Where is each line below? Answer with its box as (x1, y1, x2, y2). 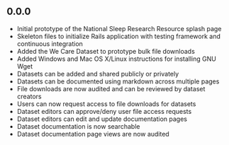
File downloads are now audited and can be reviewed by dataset (16, 84, 206, 93)
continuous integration (16, 39, 83, 48)
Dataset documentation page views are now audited (16, 129, 169, 138)
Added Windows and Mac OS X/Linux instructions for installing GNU (16, 54, 217, 63)
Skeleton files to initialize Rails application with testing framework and (16, 32, 221, 40)
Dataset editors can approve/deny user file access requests (16, 107, 192, 115)
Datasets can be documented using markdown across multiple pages (16, 77, 220, 86)
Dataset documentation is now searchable (16, 122, 140, 130)
